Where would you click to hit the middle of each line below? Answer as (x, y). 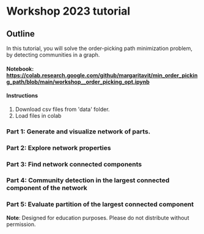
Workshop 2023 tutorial (68, 11)
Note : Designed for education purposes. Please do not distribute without (98, 218)
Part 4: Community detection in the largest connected (88, 180)
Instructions (22, 96)
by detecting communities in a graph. (53, 55)
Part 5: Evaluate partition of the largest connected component (100, 204)
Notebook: (20, 69)
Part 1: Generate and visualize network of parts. (78, 131)
